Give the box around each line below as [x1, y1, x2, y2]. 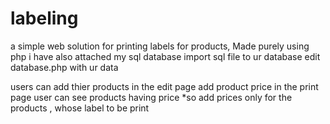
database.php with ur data [10, 61, 119, 73]
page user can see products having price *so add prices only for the [10, 91, 293, 103]
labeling [10, 7, 79, 30]
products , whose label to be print [10, 102, 150, 114]
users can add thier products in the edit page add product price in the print [10, 80, 319, 92]
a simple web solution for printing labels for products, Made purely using [10, 40, 310, 52]
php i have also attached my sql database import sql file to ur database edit [10, 50, 321, 62]
